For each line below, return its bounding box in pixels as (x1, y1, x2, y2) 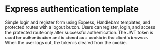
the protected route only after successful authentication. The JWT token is (5, 29, 154, 35)
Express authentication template (5, 3, 139, 14)
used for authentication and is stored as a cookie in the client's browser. (5, 35, 148, 40)
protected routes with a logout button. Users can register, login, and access (5, 24, 156, 30)
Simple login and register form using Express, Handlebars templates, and (5, 19, 151, 25)
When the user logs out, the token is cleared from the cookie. (5, 39, 127, 45)
